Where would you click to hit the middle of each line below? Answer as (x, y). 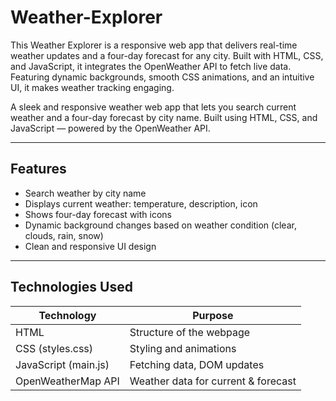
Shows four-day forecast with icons (98, 214)
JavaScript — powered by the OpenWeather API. (110, 128)
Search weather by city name (85, 193)
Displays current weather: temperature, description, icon (141, 203)
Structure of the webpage (190, 332)
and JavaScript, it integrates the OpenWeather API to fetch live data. (151, 66)
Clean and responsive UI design (90, 246)
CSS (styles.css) (54, 348)
